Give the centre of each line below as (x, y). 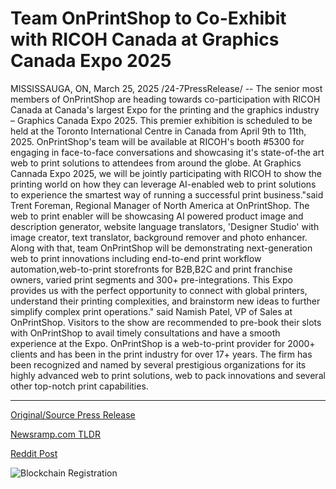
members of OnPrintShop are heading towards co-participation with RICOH (165, 99)
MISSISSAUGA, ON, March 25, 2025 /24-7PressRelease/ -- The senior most (166, 88)
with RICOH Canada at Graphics (145, 39)
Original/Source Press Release (73, 414)
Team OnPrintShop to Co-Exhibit (148, 18)
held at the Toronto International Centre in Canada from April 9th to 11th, (158, 131)
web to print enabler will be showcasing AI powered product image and (157, 216)
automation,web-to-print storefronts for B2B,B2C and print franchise (151, 269)
